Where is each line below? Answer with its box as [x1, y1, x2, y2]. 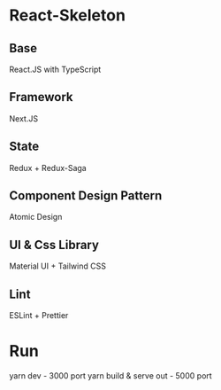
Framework [9, 90, 73, 105]
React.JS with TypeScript [9, 64, 102, 74]
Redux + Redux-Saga [9, 162, 87, 173]
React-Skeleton [9, 5, 126, 26]
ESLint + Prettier [9, 310, 69, 321]
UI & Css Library [9, 237, 100, 253]
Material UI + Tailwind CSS [9, 261, 106, 271]
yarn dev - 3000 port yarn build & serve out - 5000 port [9, 370, 212, 381]
